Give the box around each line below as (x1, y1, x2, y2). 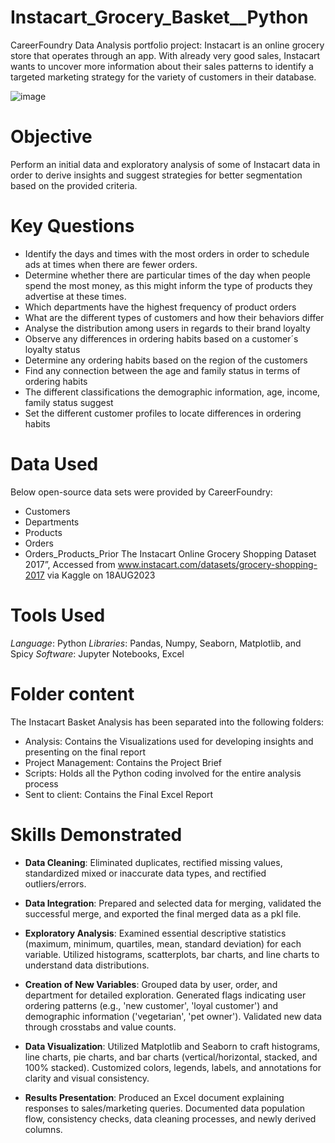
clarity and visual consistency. (24, 1072, 150, 1084)
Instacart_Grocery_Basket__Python (10, 6, 309, 29)
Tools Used (10, 604, 106, 626)
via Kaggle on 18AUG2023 (46, 569, 156, 581)
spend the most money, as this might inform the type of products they (24, 279, 313, 291)
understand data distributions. (24, 959, 150, 971)
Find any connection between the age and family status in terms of (24, 364, 301, 376)
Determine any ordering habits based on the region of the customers (24, 354, 308, 366)
